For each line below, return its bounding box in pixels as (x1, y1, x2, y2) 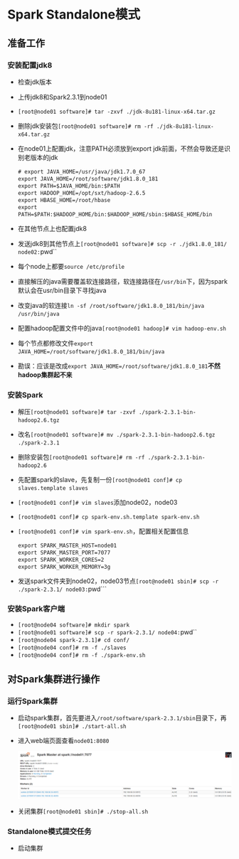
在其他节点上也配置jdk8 (17, 224, 87, 233)
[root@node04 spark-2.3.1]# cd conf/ (17, 637, 130, 644)
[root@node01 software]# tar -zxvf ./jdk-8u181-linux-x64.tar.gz (17, 108, 216, 115)
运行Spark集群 (7, 696, 58, 706)
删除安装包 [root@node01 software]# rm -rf (17, 453, 145, 461)
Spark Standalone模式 (7, 6, 141, 23)
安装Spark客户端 (7, 604, 65, 614)
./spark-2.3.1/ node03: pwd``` (17, 585, 107, 594)
